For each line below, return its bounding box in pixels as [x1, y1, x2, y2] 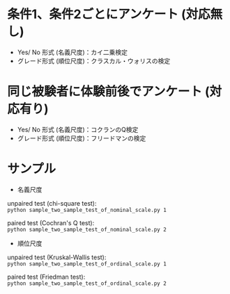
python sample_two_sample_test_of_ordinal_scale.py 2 [7, 279, 167, 287]
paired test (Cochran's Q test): [7, 218, 95, 227]
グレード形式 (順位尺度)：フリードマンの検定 [17, 133, 146, 142]
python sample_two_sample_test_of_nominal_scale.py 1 [7, 206, 167, 213]
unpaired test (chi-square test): [7, 199, 97, 207]
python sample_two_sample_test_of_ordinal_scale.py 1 [7, 260, 167, 268]
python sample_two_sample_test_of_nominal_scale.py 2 [7, 226, 167, 233]
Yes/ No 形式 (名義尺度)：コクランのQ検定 [17, 125, 139, 133]
